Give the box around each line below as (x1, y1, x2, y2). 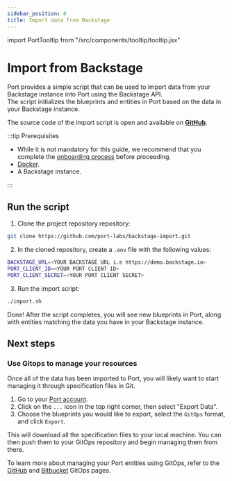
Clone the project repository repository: (17, 219, 131, 228)
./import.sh (7, 298, 42, 305)
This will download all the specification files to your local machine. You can (7, 431, 222, 439)
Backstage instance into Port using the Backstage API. (7, 90, 163, 99)
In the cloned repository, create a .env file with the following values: (17, 246, 212, 254)
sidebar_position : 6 (7, 10, 67, 17)
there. (7, 446, 24, 454)
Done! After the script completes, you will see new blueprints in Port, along (7, 310, 222, 319)
